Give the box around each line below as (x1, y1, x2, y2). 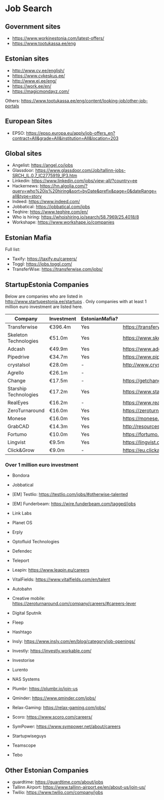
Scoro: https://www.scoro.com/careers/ (12, 714, 93, 720)
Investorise (12, 657, 35, 663)
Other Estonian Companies (5, 766, 89, 774)
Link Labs (12, 511, 32, 516)
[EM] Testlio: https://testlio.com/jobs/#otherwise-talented (12, 492, 128, 497)
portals (5, 103, 20, 109)
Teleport (12, 557, 29, 564)
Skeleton (7, 331, 28, 338)
